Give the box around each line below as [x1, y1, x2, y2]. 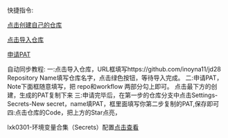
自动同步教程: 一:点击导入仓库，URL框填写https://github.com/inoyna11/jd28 [7, 65, 222, 73]
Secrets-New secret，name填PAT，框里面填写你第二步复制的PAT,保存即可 [7, 100, 220, 107]
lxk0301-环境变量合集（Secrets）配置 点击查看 [7, 123, 139, 131]
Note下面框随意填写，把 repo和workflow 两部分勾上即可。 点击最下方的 [7, 83, 211, 90]
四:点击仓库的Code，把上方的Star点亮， [7, 108, 121, 117]
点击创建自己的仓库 [7, 21, 62, 29]
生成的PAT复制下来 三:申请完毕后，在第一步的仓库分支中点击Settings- [19, 91, 218, 99]
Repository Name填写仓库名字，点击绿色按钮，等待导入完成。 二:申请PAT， [7, 74, 223, 82]
